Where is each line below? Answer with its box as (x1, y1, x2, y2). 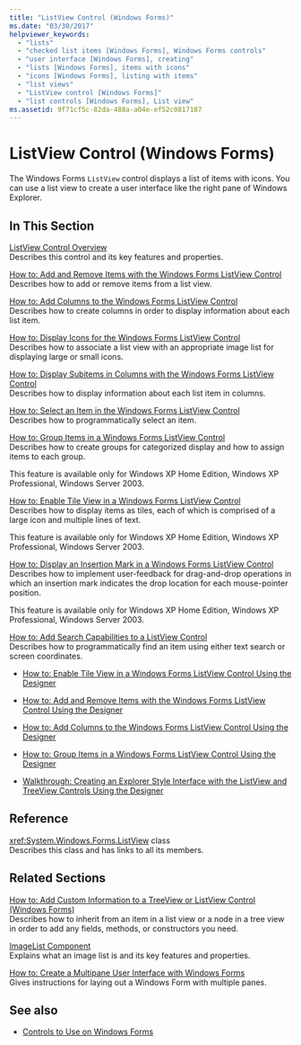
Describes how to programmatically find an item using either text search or (9, 641, 286, 651)
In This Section (9, 218, 95, 233)
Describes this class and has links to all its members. (9, 844, 204, 855)
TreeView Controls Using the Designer (21, 786, 164, 796)
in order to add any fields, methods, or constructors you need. (9, 923, 239, 934)
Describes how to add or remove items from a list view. (9, 279, 212, 289)
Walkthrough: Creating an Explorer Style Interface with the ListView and (21, 776, 288, 786)
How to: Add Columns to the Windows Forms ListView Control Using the (21, 722, 289, 732)
